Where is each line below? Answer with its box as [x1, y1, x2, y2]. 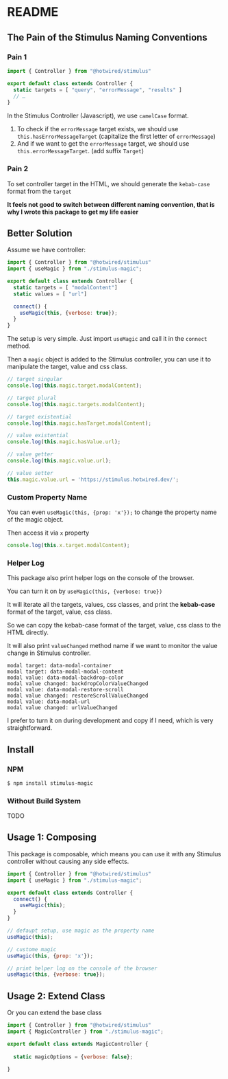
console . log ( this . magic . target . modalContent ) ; [7, 382, 142, 389]
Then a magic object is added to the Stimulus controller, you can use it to [7, 355, 211, 364]
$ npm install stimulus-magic [7, 779, 94, 787]
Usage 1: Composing [7, 832, 97, 843]
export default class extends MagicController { [7, 1041, 149, 1047]
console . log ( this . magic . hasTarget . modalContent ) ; [7, 420, 152, 427]
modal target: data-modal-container [7, 663, 112, 669]
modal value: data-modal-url [7, 698, 90, 705]
